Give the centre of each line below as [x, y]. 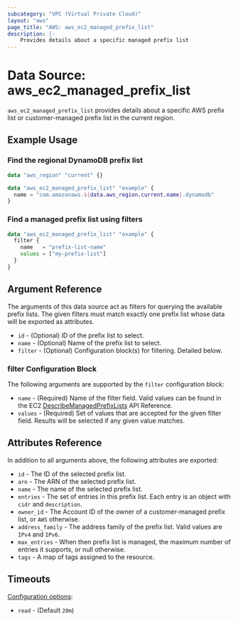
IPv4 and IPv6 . [39, 534]
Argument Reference [55, 290]
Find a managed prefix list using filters [75, 220]
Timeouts [29, 579]
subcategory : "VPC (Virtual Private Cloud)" [74, 14]
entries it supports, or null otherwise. [71, 549]
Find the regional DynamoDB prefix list [75, 161]
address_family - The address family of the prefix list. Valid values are [120, 526]
